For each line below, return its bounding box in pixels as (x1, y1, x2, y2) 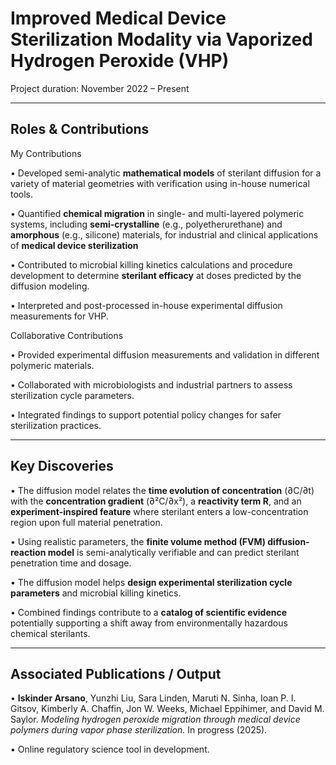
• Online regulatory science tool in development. (10, 743, 210, 756)
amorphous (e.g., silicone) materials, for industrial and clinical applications (10, 228, 319, 241)
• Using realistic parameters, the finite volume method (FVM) (10, 535, 266, 547)
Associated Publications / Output (10, 665, 222, 682)
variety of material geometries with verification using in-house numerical (10, 177, 310, 189)
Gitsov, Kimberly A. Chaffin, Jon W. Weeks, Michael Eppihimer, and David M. (10, 703, 325, 715)
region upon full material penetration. (10, 516, 163, 528)
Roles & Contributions (10, 121, 150, 138)
